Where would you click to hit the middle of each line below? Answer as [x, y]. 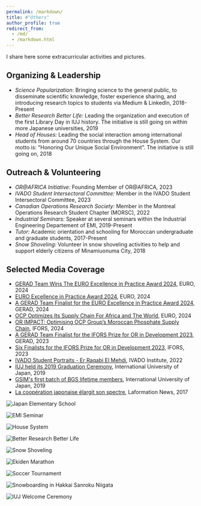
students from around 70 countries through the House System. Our [98, 141]
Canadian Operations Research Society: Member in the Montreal [95, 206]
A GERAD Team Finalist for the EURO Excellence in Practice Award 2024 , [105, 303]
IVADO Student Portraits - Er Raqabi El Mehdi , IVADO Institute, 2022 [99, 360]
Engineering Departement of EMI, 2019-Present [73, 225]
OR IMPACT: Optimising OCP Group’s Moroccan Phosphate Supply [97, 322]
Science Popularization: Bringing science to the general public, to [96, 90]
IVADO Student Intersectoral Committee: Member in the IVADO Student [103, 193]
